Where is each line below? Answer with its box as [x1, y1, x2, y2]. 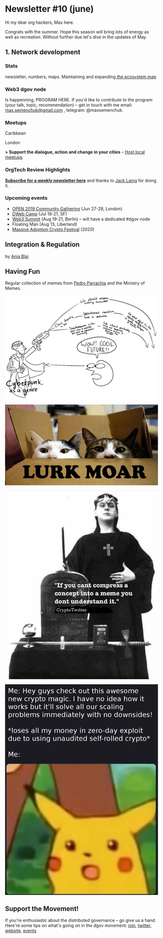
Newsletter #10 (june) [5, 3, 94, 15]
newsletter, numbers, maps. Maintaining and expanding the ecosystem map [5, 74, 157, 80]
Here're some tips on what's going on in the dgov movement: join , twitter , [5, 922, 152, 928]
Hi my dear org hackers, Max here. [5, 19, 74, 25]
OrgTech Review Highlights [5, 167, 70, 173]
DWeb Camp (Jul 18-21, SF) [12, 211, 67, 217]
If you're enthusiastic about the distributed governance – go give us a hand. [5, 917, 156, 923]
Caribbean [5, 130, 26, 136]
